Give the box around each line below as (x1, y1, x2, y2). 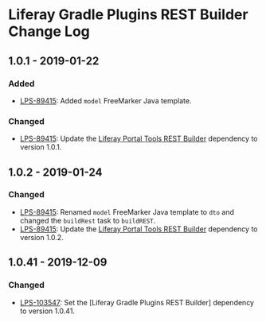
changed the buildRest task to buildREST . (19, 215, 156, 225)
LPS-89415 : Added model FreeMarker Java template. (19, 95, 192, 105)
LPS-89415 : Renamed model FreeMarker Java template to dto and (19, 207, 235, 216)
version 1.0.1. (19, 142, 62, 152)
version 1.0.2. (19, 232, 64, 242)
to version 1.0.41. (19, 306, 76, 316)
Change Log (8, 22, 90, 41)
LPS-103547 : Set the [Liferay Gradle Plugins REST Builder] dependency (19, 297, 255, 307)
